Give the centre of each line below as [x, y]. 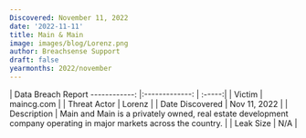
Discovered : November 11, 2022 [69, 18]
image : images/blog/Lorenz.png [69, 43]
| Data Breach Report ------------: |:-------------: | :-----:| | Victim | [136, 94]
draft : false [34, 60]
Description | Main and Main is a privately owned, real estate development [149, 113]
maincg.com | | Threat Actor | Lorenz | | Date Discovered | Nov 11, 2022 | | [149, 103]
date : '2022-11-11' [47, 26]
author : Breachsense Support [65, 52]
